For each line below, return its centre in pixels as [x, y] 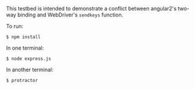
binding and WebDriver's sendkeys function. [70, 15]
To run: [15, 26]
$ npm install [24, 37]
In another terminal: [30, 70]
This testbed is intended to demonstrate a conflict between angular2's [91, 9]
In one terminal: [25, 48]
